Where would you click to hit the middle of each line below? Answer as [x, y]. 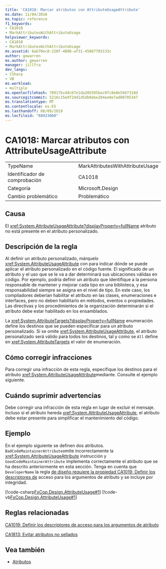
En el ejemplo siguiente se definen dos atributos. [55, 445]
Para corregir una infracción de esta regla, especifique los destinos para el [81, 369]
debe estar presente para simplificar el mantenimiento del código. [72, 418]
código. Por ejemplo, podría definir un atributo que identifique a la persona [81, 280]
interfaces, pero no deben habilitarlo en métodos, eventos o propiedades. [80, 301]
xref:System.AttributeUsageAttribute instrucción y [56, 456]
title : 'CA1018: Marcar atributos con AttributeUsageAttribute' [73, 10]
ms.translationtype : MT [30, 102]
